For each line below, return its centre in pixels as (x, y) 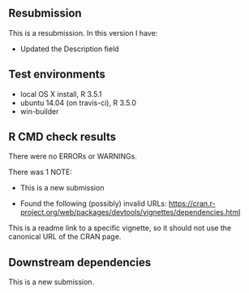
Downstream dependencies (80, 262)
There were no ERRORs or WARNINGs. (73, 156)
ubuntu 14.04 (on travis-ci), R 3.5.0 (78, 103)
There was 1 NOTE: (41, 172)
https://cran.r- (192, 203)
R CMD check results (62, 137)
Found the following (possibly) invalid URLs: (94, 203)
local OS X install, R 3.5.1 (61, 94)
